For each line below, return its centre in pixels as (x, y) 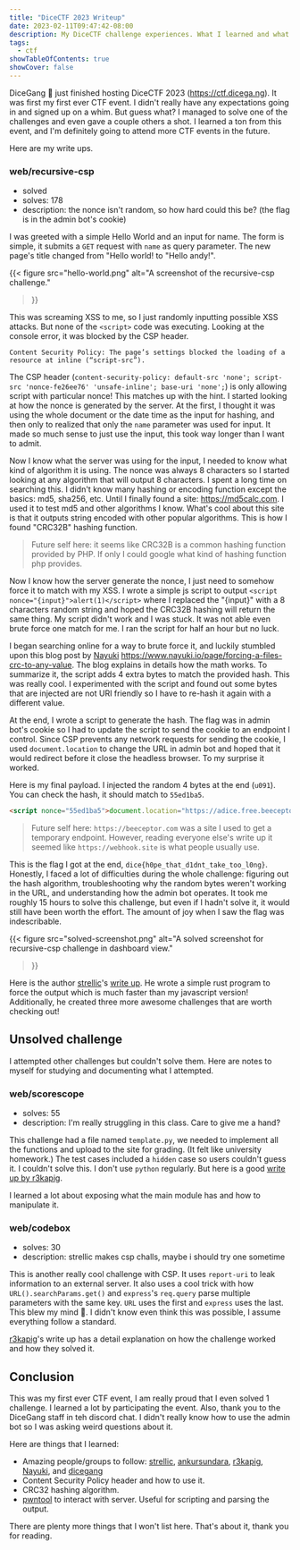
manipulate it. (34, 1205)
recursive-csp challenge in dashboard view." (91, 948)
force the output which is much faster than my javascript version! (129, 993)
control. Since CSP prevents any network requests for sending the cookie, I (147, 740)
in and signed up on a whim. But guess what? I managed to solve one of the (149, 112)
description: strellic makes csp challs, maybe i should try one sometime (154, 1257)
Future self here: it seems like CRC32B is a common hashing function (158, 545)
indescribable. (36, 921)
